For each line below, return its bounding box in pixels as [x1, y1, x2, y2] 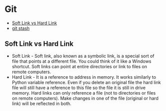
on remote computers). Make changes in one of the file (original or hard [11, 95, 159, 101]
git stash [11, 25, 30, 31]
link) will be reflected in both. [11, 101, 72, 107]
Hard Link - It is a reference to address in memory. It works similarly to [11, 74, 156, 80]
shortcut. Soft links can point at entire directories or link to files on [11, 63, 148, 69]
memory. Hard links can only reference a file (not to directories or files [11, 90, 156, 96]
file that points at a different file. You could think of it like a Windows [11, 58, 152, 64]
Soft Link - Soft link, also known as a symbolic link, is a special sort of [11, 53, 155, 59]
